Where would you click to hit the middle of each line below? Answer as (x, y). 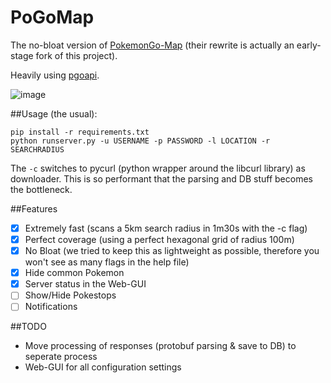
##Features (34, 208)
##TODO (28, 327)
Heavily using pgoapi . (55, 75)
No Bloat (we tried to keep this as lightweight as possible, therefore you (172, 251)
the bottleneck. (41, 189)
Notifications (51, 307)
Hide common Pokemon (74, 273)
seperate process (61, 357)
